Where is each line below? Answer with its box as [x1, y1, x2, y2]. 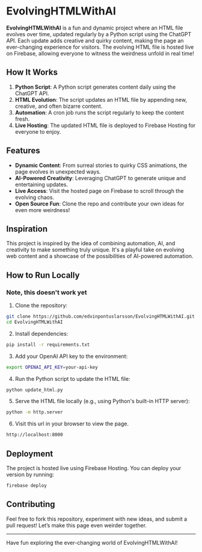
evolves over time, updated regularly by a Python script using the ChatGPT [6, 30, 192, 37]
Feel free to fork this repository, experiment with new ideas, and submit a [6, 515, 188, 522]
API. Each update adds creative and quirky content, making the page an [6, 37, 185, 44]
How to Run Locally [6, 270, 80, 280]
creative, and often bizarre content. [14, 102, 103, 110]
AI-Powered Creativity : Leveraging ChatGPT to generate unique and [14, 174, 186, 181]
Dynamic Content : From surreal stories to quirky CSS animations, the [14, 162, 188, 169]
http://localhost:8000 [6, 432, 63, 438]
